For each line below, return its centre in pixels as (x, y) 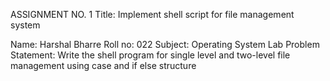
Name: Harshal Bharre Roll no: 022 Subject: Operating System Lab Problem (165, 44)
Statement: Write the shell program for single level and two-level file (150, 55)
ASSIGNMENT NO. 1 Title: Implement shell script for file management (152, 14)
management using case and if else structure (103, 65)
